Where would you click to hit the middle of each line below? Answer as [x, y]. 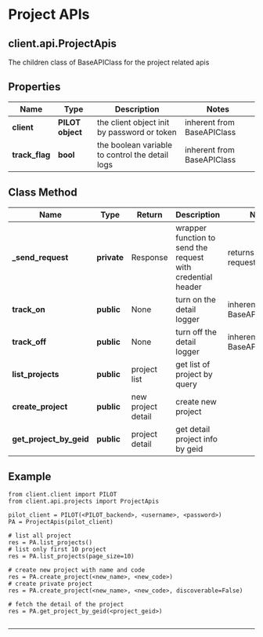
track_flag [31, 155]
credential [194, 276]
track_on [29, 309]
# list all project [40, 536]
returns [241, 252]
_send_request [40, 257]
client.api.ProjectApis [63, 44]
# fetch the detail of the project [66, 605]
